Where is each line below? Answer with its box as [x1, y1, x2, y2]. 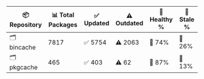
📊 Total [51, 10, 75, 19]
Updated [84, 19, 110, 27]
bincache [9, 43, 36, 51]
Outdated [115, 19, 144, 27]
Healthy [149, 15, 173, 24]
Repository [9, 21, 42, 29]
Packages [48, 21, 78, 29]
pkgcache [9, 63, 38, 71]
